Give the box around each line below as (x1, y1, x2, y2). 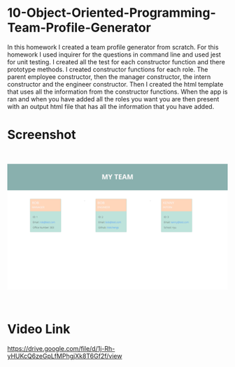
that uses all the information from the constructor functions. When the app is (7, 87, 228, 96)
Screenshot (7, 127, 76, 143)
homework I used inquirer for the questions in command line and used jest (7, 50, 222, 59)
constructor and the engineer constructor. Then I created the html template (7, 80, 224, 88)
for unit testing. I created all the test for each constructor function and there (7, 57, 225, 66)
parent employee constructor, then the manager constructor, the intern (7, 72, 211, 81)
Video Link (7, 322, 71, 337)
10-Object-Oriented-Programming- (7, 5, 217, 21)
